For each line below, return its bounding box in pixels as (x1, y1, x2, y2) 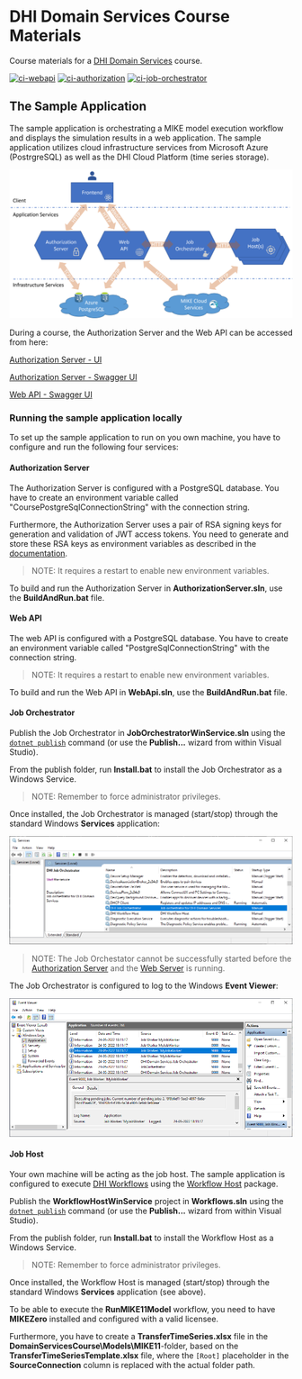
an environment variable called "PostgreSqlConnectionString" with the (9, 642, 270, 653)
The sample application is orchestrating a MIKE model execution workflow (9, 122, 284, 133)
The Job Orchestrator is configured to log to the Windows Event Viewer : (9, 980, 279, 991)
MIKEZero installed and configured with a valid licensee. (9, 1313, 218, 1324)
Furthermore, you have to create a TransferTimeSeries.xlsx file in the (9, 1330, 268, 1341)
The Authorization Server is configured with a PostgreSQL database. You (9, 482, 280, 493)
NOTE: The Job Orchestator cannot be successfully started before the (31, 953, 292, 964)
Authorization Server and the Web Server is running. (31, 962, 226, 974)
